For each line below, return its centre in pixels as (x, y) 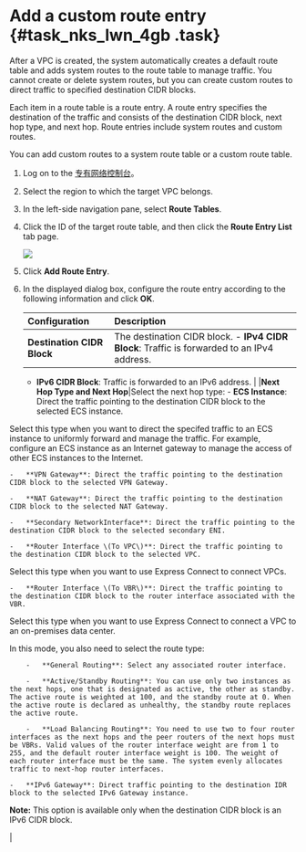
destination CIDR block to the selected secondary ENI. (117, 531)
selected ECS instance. (80, 411)
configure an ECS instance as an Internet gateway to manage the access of (151, 447)
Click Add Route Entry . (66, 271)
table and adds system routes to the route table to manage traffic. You (141, 70)
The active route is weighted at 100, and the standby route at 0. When (150, 697)
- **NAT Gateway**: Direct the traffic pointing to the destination (146, 499)
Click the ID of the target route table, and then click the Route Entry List (158, 226)
